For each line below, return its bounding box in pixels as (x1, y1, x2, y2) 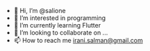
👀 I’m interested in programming (13, 14, 106, 22)
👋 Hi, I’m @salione (13, 7, 66, 14)
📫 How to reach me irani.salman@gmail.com (13, 37, 144, 44)
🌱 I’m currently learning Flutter (13, 21, 101, 29)
